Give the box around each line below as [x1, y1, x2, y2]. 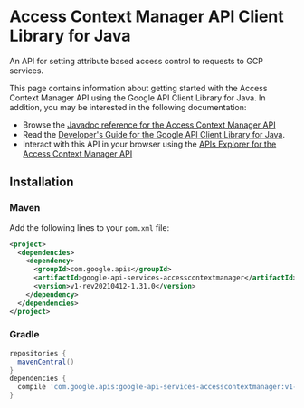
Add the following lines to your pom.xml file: [9, 222, 170, 232]
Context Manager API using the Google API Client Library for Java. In [9, 92, 266, 103]
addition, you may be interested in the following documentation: [9, 101, 247, 112]
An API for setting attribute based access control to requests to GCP [9, 55, 264, 66]
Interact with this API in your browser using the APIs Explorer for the [22, 138, 277, 149]
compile [17, 383, 47, 392]
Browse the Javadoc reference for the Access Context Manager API [22, 119, 276, 130]
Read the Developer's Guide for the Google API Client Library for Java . [22, 128, 286, 139]
